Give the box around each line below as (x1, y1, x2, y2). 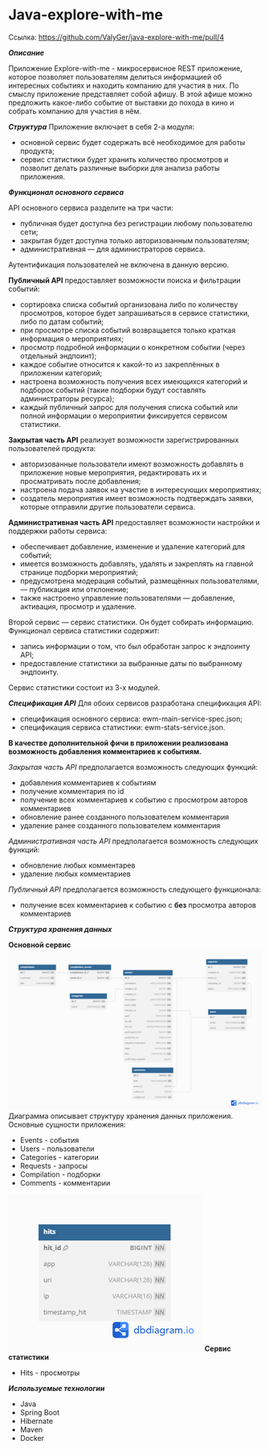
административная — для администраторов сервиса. (19, 244, 206, 254)
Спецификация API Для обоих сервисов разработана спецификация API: (8, 698, 262, 708)
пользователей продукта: (8, 443, 96, 453)
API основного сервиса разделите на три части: (8, 203, 174, 213)
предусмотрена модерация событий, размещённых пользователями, (19, 576, 259, 586)
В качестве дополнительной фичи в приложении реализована (8, 738, 229, 747)
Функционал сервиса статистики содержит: (8, 626, 160, 635)
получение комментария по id (19, 786, 124, 796)
